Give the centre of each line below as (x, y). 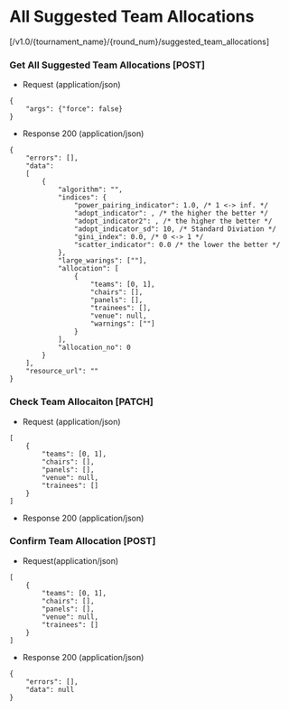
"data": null (50, 689)
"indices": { (82, 198)
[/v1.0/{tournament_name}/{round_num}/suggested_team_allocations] (140, 41)
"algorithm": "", (90, 190)
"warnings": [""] (122, 324)
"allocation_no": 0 (94, 348)
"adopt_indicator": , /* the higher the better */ (171, 214)
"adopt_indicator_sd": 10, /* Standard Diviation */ (175, 229)
